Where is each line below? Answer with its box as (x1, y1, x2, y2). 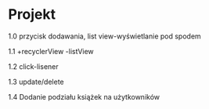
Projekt (8, 5, 56, 24)
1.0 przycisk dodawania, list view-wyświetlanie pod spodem (8, 31, 201, 41)
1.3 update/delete (8, 77, 64, 86)
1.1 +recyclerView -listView (8, 46, 94, 56)
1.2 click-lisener (8, 61, 59, 71)
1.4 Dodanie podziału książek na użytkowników (8, 92, 160, 101)
